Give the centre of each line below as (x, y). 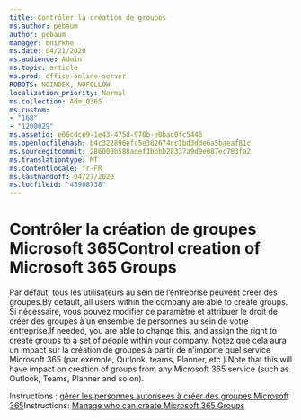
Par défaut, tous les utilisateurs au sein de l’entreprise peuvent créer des (143, 292)
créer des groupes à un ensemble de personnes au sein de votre (129, 321)
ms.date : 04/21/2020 (48, 51)
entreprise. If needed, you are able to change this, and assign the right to (143, 331)
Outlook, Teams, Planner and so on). (77, 379)
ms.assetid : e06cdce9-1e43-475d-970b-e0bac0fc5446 (106, 135)
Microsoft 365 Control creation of (135, 249)
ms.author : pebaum (44, 26)
